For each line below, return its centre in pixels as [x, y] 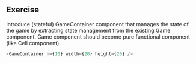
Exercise [23, 10]
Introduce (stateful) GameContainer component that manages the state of [98, 24]
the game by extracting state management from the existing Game [88, 30]
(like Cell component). [34, 43]
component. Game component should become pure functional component [98, 37]
